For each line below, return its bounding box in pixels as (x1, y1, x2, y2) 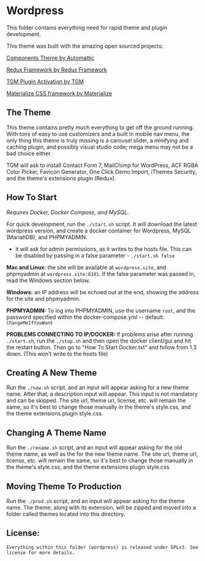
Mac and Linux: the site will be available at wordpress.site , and (6, 264, 166, 271)
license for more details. (6, 549, 75, 555)
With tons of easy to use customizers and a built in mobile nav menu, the (6, 130, 190, 138)
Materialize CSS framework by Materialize (6, 89, 112, 97)
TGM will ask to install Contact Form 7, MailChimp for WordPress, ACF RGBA (6, 162, 199, 169)
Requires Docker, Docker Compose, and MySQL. (6, 209, 129, 216)
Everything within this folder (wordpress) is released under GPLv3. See (6, 544, 199, 551)
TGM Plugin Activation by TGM (6, 78, 84, 85)
